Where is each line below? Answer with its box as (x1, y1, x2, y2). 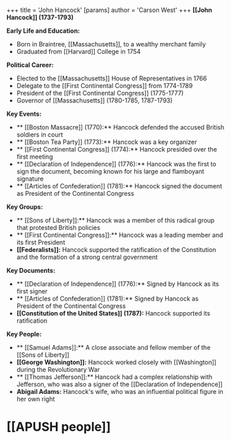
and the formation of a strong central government (16, 253, 158, 261)
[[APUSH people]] (6, 419, 111, 435)
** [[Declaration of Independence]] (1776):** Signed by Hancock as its (16, 280, 219, 288)
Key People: (6, 330, 42, 338)
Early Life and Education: (6, 27, 80, 35)
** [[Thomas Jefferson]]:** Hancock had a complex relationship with (16, 373, 212, 381)
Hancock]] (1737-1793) (6, 13, 74, 21)
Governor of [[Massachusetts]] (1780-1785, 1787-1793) (16, 96, 173, 105)
